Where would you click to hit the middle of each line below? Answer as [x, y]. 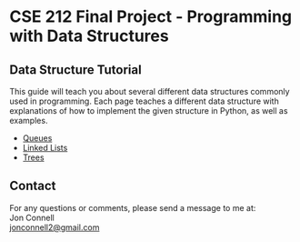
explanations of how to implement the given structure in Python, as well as [149, 111]
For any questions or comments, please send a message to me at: [133, 207]
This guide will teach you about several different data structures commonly [150, 91]
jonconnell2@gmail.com [55, 227]
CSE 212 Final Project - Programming [151, 17]
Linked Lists [45, 148]
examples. [29, 121]
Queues [37, 138]
